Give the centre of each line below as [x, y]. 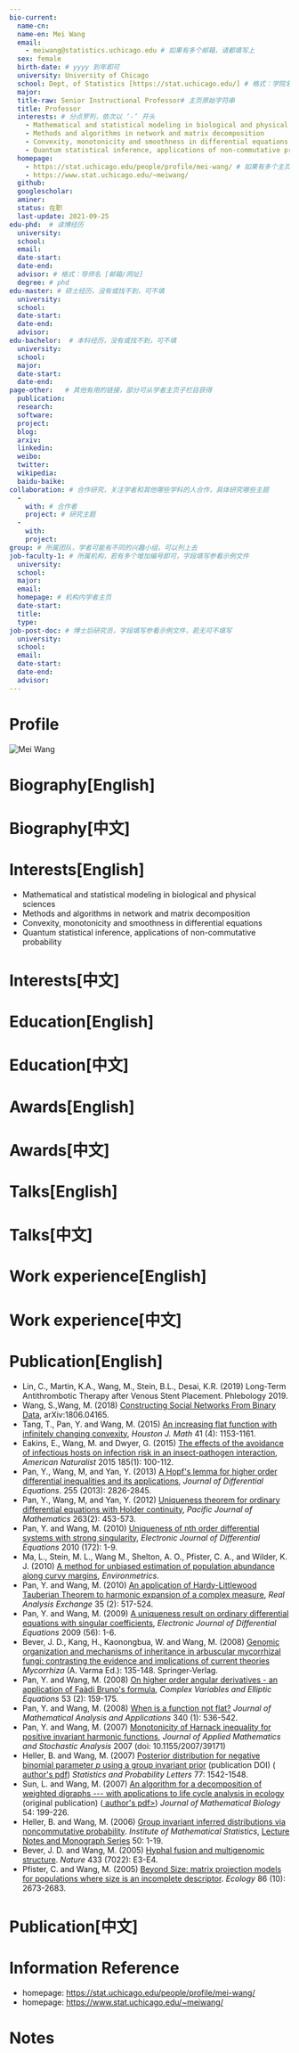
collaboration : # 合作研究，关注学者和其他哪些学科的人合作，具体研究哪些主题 [139, 490]
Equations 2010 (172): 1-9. [70, 1547]
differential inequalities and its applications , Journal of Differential [143, 1481]
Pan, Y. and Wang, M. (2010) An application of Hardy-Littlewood [139, 1585]
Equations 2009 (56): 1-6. [69, 1632]
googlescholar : [45, 192]
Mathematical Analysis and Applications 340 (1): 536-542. [130, 1717]
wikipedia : [37, 473]
